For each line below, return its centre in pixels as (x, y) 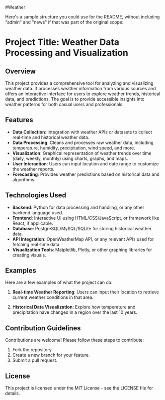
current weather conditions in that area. (53, 297)
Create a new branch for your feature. (51, 355)
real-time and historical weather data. (51, 137)
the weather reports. (33, 169)
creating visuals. (29, 255)
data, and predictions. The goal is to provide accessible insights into (75, 99)
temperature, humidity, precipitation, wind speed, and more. (74, 148)
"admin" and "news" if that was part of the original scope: (64, 22)
